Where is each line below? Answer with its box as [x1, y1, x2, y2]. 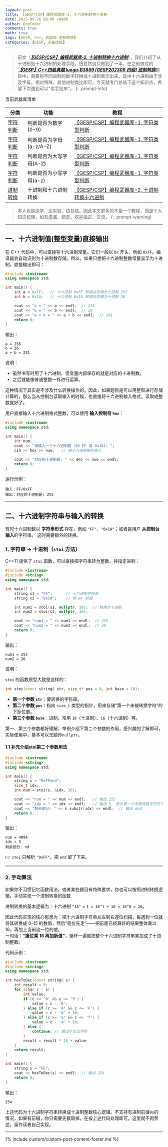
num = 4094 [5, 835, 28, 840]
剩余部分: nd [5, 844, 29, 850]
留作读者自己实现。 [13, 1121, 53, 1127]
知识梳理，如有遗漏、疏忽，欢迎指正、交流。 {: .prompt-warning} [17, 213, 152, 220]
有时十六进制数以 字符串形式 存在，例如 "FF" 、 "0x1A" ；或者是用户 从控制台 [5, 526, 160, 531]
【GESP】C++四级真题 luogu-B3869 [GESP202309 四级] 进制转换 [17, 66, 156, 72]
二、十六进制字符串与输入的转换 [5, 511, 104, 520]
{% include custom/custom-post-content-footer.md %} [5, 1136, 119, 1142]
